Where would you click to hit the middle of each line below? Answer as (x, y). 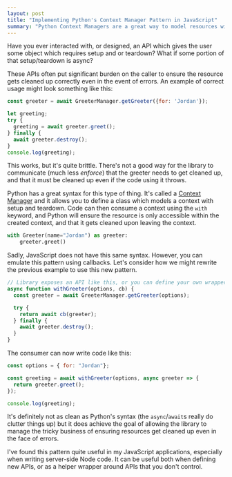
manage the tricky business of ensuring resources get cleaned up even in (112, 431)
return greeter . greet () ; (49, 384)
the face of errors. (33, 438)
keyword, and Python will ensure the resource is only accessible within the (113, 215)
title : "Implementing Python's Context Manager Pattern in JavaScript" (112, 20)
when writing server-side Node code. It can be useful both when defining (112, 459)
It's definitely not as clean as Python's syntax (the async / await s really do (110, 417)
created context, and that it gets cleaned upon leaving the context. (102, 223)
